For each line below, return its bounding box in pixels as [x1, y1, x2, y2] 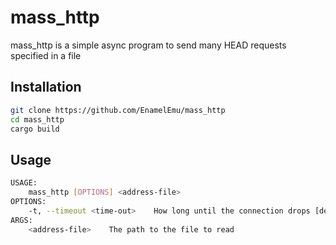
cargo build [10, 124, 60, 134]
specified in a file [10, 49, 82, 61]
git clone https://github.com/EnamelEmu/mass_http [10, 105, 226, 115]
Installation [10, 79, 82, 96]
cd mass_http [10, 114, 65, 125]
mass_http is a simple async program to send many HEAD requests [10, 39, 287, 51]
